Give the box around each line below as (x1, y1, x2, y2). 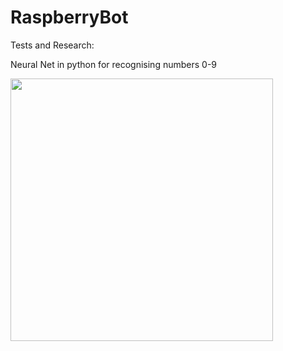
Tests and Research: (10, 39, 95, 51)
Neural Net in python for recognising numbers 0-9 (10, 58, 217, 70)
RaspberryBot (10, 6, 129, 29)
